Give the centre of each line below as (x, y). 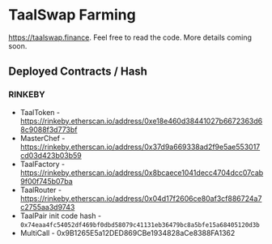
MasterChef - (42, 138)
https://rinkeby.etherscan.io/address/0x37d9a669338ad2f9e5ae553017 (140, 147)
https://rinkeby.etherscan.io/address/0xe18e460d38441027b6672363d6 (141, 121)
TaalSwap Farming (72, 15)
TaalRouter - (41, 190)
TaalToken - (40, 112)
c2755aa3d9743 (47, 207)
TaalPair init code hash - (61, 216)
